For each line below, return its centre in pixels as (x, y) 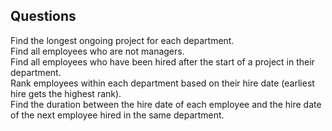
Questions (43, 16)
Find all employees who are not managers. (97, 51)
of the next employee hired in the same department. (117, 115)
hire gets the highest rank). (66, 93)
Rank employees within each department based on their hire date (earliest (162, 83)
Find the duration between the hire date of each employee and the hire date (166, 104)
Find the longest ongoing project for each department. (122, 40)
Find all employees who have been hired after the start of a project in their (162, 61)
